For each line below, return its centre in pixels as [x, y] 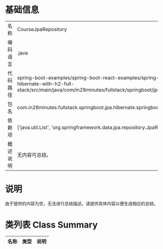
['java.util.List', [34, 127]
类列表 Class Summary [51, 225]
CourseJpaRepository [42, 29]
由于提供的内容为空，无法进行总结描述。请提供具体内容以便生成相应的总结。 [81, 203]
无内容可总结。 [34, 155]
